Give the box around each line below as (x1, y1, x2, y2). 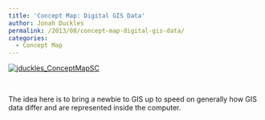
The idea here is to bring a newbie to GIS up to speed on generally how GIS (8, 94, 258, 104)
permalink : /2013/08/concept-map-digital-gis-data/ (8, 26, 185, 34)
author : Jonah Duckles (8, 19, 84, 27)
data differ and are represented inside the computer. (8, 103, 181, 113)
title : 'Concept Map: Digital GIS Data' (8, 11, 146, 20)
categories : (8, 34, 48, 42)
